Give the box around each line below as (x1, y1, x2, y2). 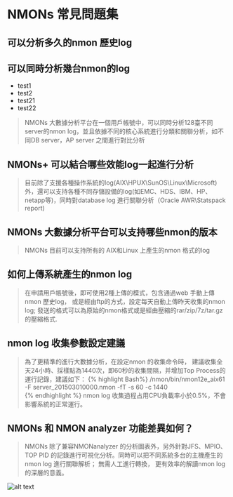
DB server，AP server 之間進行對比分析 (30, 136, 145, 145)
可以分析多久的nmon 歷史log (7, 37, 133, 48)
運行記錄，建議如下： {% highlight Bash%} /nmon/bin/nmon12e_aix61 (24, 375, 225, 383)
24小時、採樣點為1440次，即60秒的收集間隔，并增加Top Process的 (30, 366, 226, 374)
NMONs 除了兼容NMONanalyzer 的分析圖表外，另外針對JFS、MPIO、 (24, 442, 227, 451)
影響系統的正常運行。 (24, 399, 86, 408)
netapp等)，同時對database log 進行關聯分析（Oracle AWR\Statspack (24, 196, 226, 204)
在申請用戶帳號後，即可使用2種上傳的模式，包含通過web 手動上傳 (24, 289, 215, 297)
